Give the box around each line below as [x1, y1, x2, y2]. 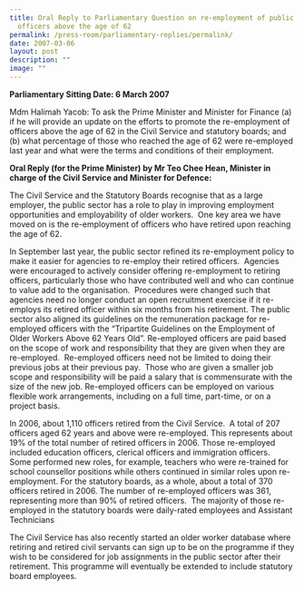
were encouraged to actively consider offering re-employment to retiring [9, 265, 281, 276]
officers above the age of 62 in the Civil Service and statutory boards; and [9, 125, 287, 136]
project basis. [9, 400, 61, 411]
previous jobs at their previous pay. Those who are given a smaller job [9, 361, 274, 372]
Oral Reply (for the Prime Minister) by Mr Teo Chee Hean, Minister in [9, 162, 271, 173]
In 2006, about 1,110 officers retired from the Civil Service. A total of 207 [9, 418, 280, 428]
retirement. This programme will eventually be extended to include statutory [9, 560, 293, 572]
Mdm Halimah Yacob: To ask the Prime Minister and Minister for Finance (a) [9, 106, 292, 117]
